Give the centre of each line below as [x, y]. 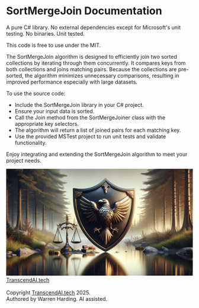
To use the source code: [36, 93]
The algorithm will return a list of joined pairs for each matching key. [98, 130]
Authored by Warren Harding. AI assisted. [57, 299]
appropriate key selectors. [46, 123]
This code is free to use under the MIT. [54, 45]
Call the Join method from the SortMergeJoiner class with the [90, 118]
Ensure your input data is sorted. [54, 111]
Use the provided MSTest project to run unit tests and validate [90, 136]
